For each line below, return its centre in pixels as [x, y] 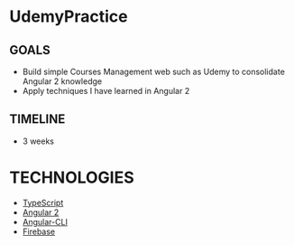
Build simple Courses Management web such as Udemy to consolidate [154, 71]
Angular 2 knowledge [62, 81]
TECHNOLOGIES [72, 177]
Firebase [39, 231]
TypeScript [43, 203]
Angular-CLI [45, 221]
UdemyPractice [69, 17]
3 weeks [38, 141]
